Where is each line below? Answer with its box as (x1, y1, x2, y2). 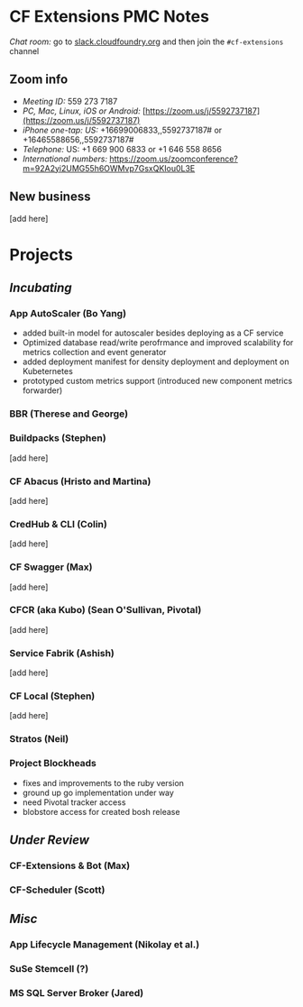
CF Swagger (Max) (9, 561, 93, 573)
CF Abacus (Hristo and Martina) (9, 475, 151, 488)
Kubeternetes (22, 366, 74, 377)
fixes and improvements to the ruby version (22, 777, 185, 788)
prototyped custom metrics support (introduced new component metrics (22, 376, 293, 387)
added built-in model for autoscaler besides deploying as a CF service (22, 327, 284, 339)
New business (9, 189, 91, 205)
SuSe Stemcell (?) (9, 963, 89, 975)
